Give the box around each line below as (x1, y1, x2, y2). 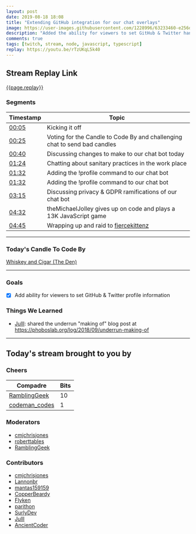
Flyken (14, 497, 31, 504)
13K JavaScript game (47, 212, 107, 220)
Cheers (6, 366, 27, 374)
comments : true (6, 36, 43, 42)
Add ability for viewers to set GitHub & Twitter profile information (14, 292, 170, 299)
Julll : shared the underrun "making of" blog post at (14, 320, 137, 327)
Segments (6, 98, 36, 106)
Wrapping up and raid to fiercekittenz (47, 221, 149, 229)
